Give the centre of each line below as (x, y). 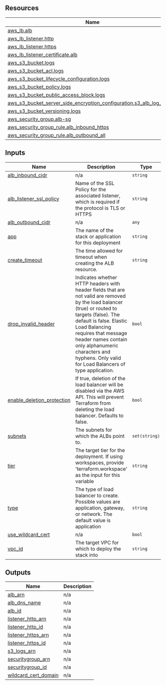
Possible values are (98, 502)
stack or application (98, 236)
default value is (93, 520)
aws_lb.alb (20, 30)
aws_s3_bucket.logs (31, 62)
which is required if (98, 202)
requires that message (101, 333)
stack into (87, 555)
